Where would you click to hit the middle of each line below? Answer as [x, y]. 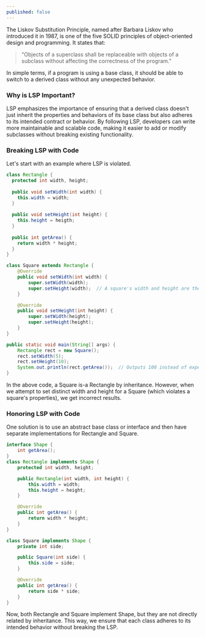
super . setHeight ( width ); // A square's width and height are [109, 288]
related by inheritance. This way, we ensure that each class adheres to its [99, 621]
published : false [28, 12]
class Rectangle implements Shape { [53, 462]
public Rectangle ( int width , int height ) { [74, 478]
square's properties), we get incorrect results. [64, 398]
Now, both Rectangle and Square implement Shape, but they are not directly [102, 614]
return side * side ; [54, 591]
